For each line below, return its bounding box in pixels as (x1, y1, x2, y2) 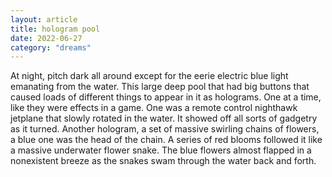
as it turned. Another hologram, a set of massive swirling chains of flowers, (10, 123, 320, 135)
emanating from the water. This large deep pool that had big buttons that (10, 81, 310, 93)
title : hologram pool (10, 24, 101, 34)
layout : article (10, 14, 78, 25)
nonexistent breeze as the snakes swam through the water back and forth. (10, 155, 317, 167)
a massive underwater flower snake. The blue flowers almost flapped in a (10, 144, 312, 156)
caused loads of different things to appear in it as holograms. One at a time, (10, 91, 322, 103)
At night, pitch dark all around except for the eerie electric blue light (10, 70, 289, 82)
